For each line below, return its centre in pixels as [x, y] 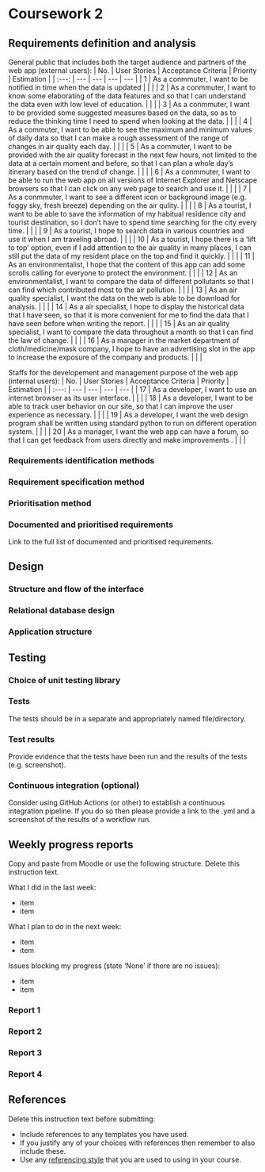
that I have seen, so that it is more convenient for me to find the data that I [129, 315]
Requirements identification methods [81, 460]
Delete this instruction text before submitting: [82, 1119]
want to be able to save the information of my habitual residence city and [127, 214]
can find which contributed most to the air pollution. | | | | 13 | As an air [123, 290]
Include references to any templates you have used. [104, 1134]
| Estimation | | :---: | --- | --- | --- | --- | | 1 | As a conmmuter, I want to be [128, 79]
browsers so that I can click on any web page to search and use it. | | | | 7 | [130, 188]
